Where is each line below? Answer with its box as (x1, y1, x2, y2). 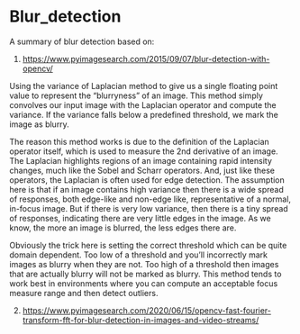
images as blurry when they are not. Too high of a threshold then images (9, 258, 279, 269)
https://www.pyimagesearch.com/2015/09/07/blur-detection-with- (22, 53, 270, 64)
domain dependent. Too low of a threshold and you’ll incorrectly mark (9, 249, 268, 260)
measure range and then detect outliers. (9, 287, 159, 298)
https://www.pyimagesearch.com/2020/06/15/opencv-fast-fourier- (22, 304, 272, 316)
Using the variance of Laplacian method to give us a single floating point (9, 80, 278, 91)
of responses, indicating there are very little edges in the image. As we (9, 212, 272, 223)
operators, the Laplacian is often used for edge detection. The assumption (9, 174, 286, 185)
